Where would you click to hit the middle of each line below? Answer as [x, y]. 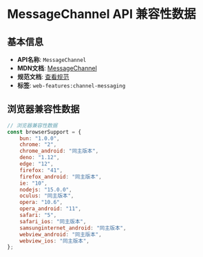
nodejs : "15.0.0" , [46, 189]
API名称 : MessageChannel [52, 60]
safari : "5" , [38, 215]
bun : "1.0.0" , [40, 138]
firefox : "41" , [41, 170]
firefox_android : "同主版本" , [61, 176]
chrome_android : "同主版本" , [59, 151]
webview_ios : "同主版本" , [54, 241]
